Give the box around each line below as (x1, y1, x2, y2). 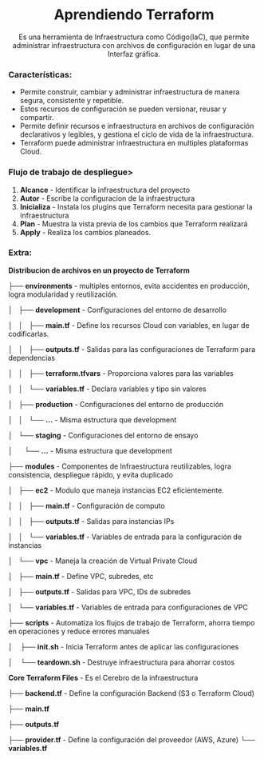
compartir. (19, 113, 54, 122)
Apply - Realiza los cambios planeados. (19, 227, 152, 237)
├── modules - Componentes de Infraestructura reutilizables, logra (8, 461, 231, 471)
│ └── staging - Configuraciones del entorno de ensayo (8, 430, 199, 440)
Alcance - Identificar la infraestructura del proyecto (19, 185, 190, 194)
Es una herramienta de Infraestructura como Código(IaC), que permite (18, 32, 250, 42)
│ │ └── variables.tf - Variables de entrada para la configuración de (8, 532, 242, 541)
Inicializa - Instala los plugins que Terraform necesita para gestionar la (19, 202, 253, 211)
